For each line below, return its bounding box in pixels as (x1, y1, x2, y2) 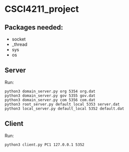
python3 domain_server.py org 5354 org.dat (4, 89, 96, 94)
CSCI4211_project (4, 3, 79, 15)
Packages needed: (4, 23, 63, 32)
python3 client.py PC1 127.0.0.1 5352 (4, 142, 85, 147)
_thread (11, 41, 28, 47)
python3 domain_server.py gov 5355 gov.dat (4, 93, 96, 98)
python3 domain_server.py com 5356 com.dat (4, 97, 96, 102)
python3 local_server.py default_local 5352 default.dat (4, 106, 125, 111)
